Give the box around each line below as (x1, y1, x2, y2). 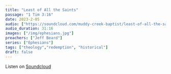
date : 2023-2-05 (5, 17, 40, 22)
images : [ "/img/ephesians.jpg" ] (5, 31, 74, 36)
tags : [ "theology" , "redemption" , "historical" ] (5, 45, 108, 50)
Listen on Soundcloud (5, 63, 51, 69)
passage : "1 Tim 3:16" (5, 12, 53, 17)
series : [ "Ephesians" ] (5, 40, 53, 45)
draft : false (5, 49, 33, 54)
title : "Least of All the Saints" (5, 7, 79, 13)
